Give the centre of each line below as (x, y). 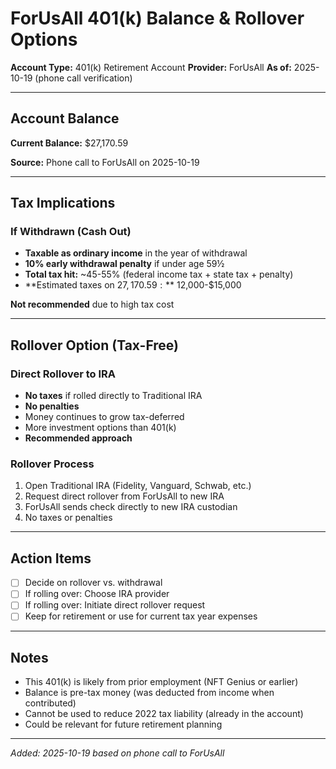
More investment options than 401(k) (100, 428)
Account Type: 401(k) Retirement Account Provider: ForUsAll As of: (151, 67)
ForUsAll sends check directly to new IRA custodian (131, 507)
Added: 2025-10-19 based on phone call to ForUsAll (117, 753)
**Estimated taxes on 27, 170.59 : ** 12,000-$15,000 (133, 285)
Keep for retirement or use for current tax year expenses (141, 616)
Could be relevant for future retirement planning (123, 724)
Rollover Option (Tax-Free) (95, 345)
